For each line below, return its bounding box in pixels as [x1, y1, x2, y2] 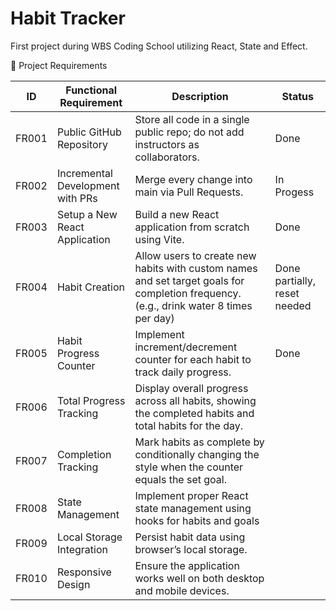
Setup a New [56, 207, 118, 221]
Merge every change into [134, 172, 253, 186]
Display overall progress [134, 381, 249, 395]
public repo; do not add [134, 125, 245, 139]
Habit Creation [56, 280, 126, 294]
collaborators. [134, 150, 200, 164]
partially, [274, 273, 317, 287]
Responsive [56, 565, 112, 579]
